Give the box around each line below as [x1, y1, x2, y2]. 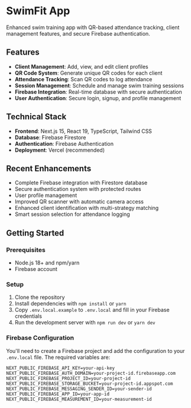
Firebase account [14, 266, 58, 273]
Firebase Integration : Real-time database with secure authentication [14, 88, 182, 95]
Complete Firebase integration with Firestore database [14, 179, 148, 186]
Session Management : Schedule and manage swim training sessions [14, 82, 184, 89]
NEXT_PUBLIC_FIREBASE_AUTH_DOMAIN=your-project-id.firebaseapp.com [6, 370, 176, 376]
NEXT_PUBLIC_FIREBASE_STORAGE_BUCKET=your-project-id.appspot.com [6, 381, 173, 387]
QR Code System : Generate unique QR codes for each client [14, 69, 163, 76]
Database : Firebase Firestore [14, 133, 86, 141]
